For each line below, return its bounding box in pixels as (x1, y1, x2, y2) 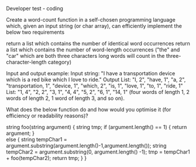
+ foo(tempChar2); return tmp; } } (6, 155, 87, 161)
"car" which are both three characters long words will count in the (6, 53, 165, 59)
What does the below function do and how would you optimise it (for (6, 106, 171, 113)
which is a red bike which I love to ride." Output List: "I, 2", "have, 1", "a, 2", (6, 76, 186, 83)
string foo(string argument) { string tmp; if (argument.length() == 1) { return (6, 124, 187, 130)
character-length (6, 58, 47, 65)
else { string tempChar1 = (6, 136, 67, 142)
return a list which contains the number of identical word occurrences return (6, 40, 190, 47)
